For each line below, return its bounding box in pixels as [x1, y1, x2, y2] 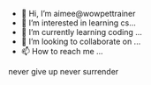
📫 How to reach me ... [20, 46, 103, 56]
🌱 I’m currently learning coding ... [20, 27, 143, 37]
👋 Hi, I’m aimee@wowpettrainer [20, 9, 136, 18]
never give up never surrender [8, 67, 119, 76]
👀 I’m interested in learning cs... [20, 18, 136, 28]
